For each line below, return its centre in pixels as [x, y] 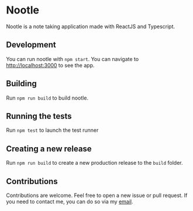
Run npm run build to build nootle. [47, 98]
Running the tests [39, 116]
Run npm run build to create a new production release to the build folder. [94, 163]
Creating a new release [49, 149]
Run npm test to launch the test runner [52, 130]
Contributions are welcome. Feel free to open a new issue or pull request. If [97, 195]
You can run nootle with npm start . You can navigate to [73, 59]
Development [31, 45]
